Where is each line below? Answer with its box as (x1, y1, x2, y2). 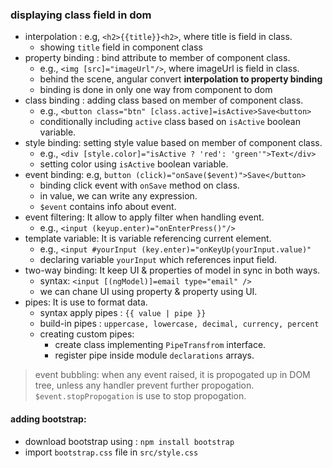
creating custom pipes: (39, 328, 135, 340)
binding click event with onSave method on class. (39, 179, 240, 192)
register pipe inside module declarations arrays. (54, 349, 255, 362)
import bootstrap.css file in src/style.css (24, 446, 199, 458)
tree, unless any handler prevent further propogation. (34, 379, 255, 392)
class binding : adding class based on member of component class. (24, 94, 304, 107)
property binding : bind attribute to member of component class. (24, 52, 291, 64)
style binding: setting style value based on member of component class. (24, 137, 323, 149)
